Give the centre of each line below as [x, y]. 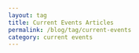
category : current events [50, 37]
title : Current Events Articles [61, 23]
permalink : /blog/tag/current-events [70, 30]
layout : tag [27, 15]
